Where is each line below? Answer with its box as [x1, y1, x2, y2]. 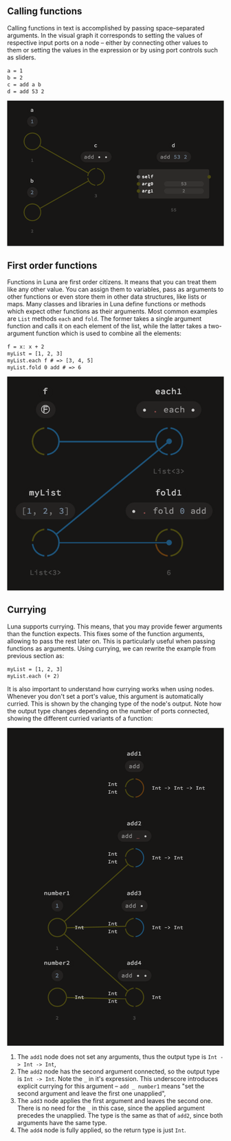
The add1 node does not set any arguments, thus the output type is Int [16, 1052, 218, 1061]
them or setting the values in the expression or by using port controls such [7, 46, 218, 54]
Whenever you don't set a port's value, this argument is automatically [7, 692, 204, 700]
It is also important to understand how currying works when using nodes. [7, 684, 214, 693]
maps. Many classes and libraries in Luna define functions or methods [7, 299, 206, 308]
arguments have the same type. [16, 1118, 107, 1127]
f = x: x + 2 [7, 343, 45, 350]
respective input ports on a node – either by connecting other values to [7, 38, 208, 47]
